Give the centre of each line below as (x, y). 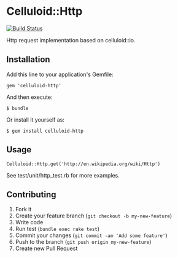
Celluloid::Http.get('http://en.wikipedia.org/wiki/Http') (83, 164)
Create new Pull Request (46, 248)
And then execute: (29, 97)
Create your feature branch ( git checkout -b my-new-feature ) (94, 216)
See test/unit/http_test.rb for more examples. (63, 175)
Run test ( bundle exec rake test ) (57, 229)
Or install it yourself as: (35, 119)
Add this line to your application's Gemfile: (60, 74)
